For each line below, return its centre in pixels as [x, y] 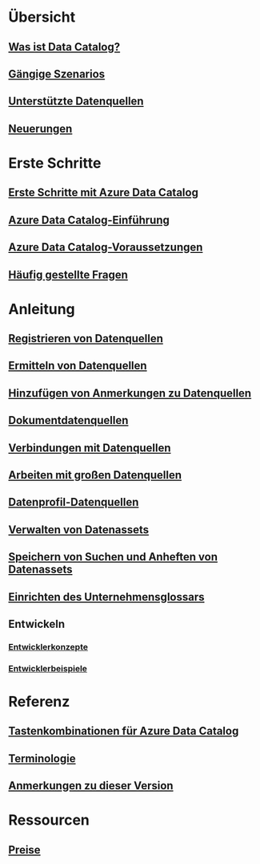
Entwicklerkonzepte [48, 646]
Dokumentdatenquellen [68, 420]
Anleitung [42, 309]
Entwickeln [37, 624]
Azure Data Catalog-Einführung [89, 220]
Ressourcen [49, 820]
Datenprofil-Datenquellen [74, 502]
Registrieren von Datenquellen [86, 338]
